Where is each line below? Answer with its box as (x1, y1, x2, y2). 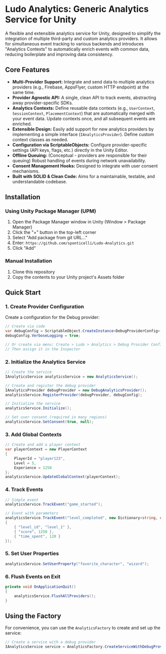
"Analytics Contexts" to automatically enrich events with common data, (5, 46, 150, 52)
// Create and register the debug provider (5, 383, 96, 388)
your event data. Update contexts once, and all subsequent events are (12, 115, 156, 122)
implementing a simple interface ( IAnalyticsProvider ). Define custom (12, 131, 154, 137)
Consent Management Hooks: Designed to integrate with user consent (12, 163, 158, 169)
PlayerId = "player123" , (14, 456, 65, 461)
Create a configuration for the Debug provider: (5, 314, 100, 320)
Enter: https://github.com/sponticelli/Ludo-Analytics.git (12, 240, 134, 246)
